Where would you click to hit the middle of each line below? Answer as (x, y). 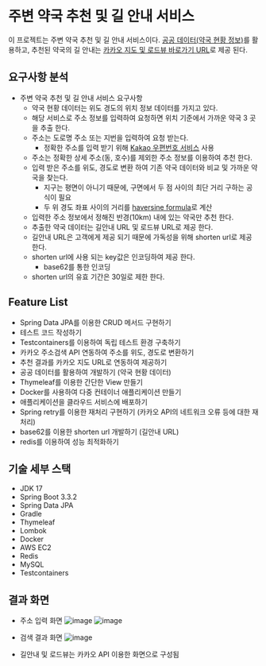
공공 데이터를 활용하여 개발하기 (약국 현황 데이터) (96, 372)
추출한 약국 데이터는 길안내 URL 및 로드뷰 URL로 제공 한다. (122, 227)
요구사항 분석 (39, 77)
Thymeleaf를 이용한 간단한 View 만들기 (81, 381)
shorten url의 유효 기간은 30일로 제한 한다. (98, 277)
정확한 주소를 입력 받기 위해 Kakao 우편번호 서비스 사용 (129, 147)
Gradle (31, 514)
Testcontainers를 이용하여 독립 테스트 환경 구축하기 (100, 342)
